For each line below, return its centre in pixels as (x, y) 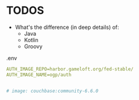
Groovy (33, 46)
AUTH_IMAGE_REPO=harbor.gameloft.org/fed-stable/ (70, 69)
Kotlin (31, 40)
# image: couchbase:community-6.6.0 (52, 91)
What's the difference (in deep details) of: (67, 27)
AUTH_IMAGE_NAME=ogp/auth (39, 75)
